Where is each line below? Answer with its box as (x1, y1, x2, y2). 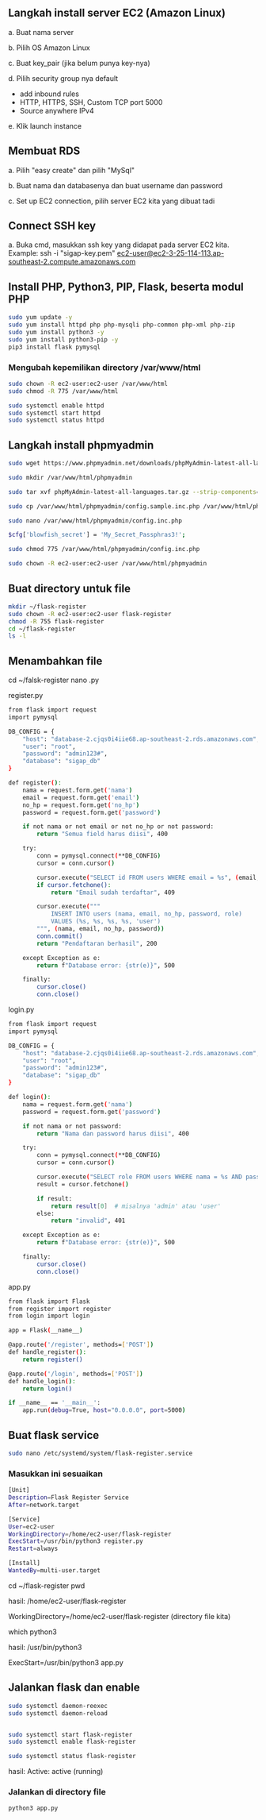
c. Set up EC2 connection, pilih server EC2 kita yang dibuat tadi (8, 196, 215, 206)
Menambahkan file (8, 654, 103, 668)
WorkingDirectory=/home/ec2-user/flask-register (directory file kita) (8, 1611, 231, 1621)
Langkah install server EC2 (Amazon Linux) (8, 6, 226, 20)
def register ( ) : (8, 779, 62, 787)
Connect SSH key (8, 219, 97, 233)
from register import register (8, 1305, 112, 1313)
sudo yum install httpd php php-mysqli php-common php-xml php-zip (8, 321, 236, 329)
